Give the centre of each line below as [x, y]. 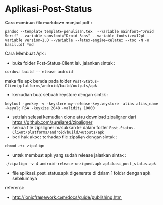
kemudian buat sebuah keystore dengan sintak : [60, 94]
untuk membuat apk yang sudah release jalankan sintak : [69, 155]
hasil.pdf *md [20, 44]
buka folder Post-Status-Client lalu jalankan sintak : [64, 63]
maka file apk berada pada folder [38, 81]
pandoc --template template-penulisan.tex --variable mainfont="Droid [79, 31]
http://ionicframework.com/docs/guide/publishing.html [67, 197]
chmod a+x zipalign [25, 146]
